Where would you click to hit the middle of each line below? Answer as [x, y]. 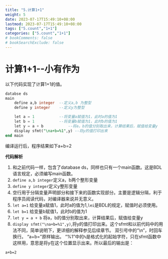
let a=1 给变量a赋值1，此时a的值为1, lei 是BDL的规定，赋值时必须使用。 [86, 205]
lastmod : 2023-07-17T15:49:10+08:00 [43, 24]
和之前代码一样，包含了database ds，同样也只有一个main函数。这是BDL [87, 167]
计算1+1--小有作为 [43, 69]
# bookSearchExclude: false [35, 43]
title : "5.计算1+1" [25, 10]
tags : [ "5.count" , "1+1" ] [31, 29]
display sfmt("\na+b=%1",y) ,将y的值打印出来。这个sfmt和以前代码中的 [86, 224]
